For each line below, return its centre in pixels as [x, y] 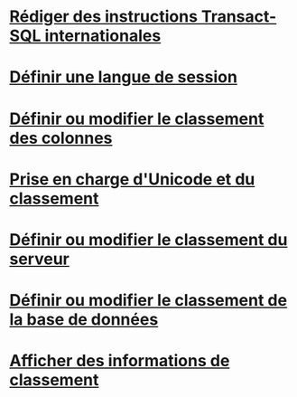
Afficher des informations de [120, 361]
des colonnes [61, 138]
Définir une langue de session [123, 77]
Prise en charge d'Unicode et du [132, 179]
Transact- [239, 17]
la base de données [84, 320]
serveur [39, 259]
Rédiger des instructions [104, 17]
